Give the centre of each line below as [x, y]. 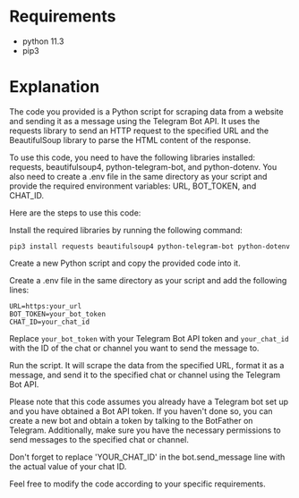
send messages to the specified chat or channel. [99, 439]
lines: [19, 290]
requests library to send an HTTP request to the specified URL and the [139, 131]
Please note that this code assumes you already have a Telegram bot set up [149, 401]
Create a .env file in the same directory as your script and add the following [148, 280]
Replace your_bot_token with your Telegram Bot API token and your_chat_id [149, 338]
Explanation [55, 87]
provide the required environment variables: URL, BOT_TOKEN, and [133, 186]
